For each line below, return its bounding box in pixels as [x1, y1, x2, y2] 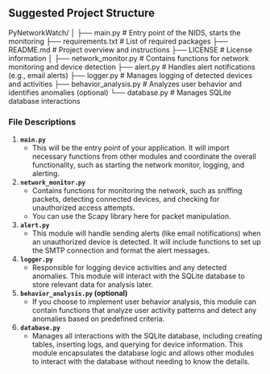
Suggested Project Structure [8, 6, 156, 20]
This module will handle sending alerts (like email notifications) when [31, 228, 261, 238]
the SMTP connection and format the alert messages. [31, 245, 210, 256]
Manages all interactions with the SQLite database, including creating [31, 331, 263, 341]
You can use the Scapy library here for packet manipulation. [31, 212, 231, 221]
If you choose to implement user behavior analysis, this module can [31, 297, 256, 306]
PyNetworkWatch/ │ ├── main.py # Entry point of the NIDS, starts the [8, 27, 241, 37]
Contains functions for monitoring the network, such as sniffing [31, 186, 243, 195]
